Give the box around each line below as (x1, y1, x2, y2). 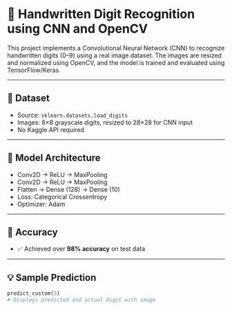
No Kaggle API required (17, 125, 85, 134)
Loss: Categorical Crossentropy (17, 192, 108, 201)
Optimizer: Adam (17, 200, 66, 208)
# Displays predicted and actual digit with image (7, 297, 156, 304)
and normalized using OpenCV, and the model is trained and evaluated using (7, 58, 225, 66)
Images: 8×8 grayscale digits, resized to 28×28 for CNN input (17, 118, 193, 127)
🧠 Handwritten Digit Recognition (7, 6, 195, 22)
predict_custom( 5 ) (7, 290, 60, 297)
